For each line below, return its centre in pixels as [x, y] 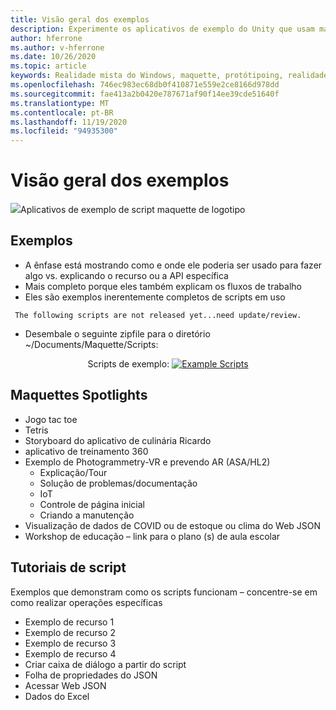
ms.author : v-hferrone [57, 47]
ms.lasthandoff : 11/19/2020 [69, 122]
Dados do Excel [57, 696]
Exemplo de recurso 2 [70, 632]
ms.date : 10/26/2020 [53, 57]
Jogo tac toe [51, 419]
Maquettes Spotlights [79, 395]
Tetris [36, 430]
